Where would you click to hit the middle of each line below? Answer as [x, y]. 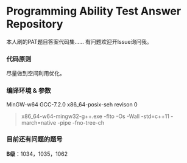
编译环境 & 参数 [29, 91]
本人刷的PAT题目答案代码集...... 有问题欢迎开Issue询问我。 [79, 41]
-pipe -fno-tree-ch [81, 122]
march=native [39, 122]
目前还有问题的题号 [34, 139]
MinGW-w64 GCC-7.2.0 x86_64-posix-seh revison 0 [72, 104]
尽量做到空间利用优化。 [36, 74]
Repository [35, 24]
